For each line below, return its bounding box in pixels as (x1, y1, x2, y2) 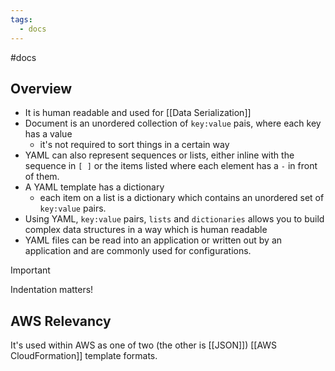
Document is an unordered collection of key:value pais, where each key (24, 117, 322, 130)
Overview (10, 80, 73, 97)
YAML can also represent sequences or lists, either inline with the (24, 149, 295, 161)
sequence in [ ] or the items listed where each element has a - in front (24, 160, 318, 172)
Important (10, 264, 51, 276)
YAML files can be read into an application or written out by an (24, 234, 283, 246)
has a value (24, 128, 73, 140)
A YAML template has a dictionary (24, 181, 165, 193)
